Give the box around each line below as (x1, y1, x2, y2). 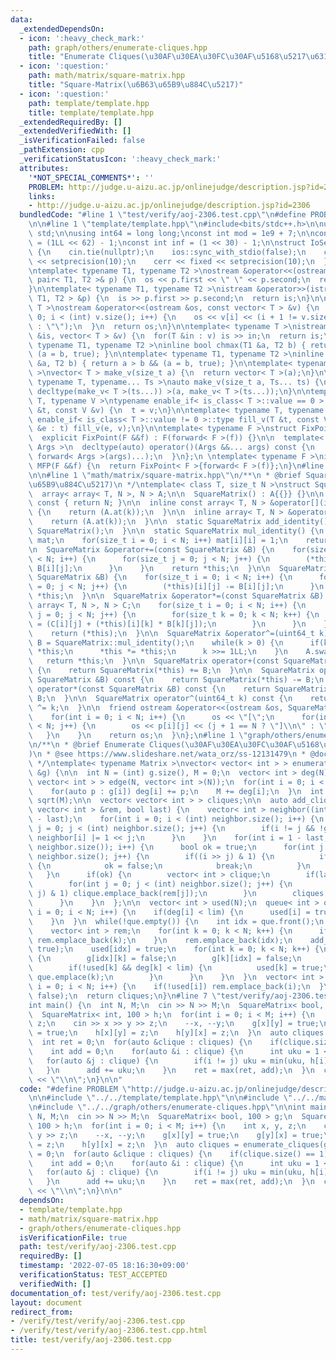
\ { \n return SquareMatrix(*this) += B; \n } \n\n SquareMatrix (28, 666, 315, 676)
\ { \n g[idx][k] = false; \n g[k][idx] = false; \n (28, 954, 302, 964)
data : (10, 14, 33, 25)
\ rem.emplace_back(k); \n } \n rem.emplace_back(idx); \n (28, 935, 293, 945)
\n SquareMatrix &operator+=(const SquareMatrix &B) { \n (28, 544, 275, 555)
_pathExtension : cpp (19, 145, 105, 155)
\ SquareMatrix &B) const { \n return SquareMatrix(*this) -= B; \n (28, 675, 325, 685)
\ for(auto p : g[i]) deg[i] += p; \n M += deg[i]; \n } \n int (28, 786, 325, 796)
